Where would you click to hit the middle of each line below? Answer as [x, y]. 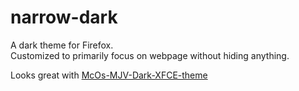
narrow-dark [64, 17]
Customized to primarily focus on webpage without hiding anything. [150, 55]
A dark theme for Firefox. [62, 45]
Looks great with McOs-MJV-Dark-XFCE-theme [109, 75]
